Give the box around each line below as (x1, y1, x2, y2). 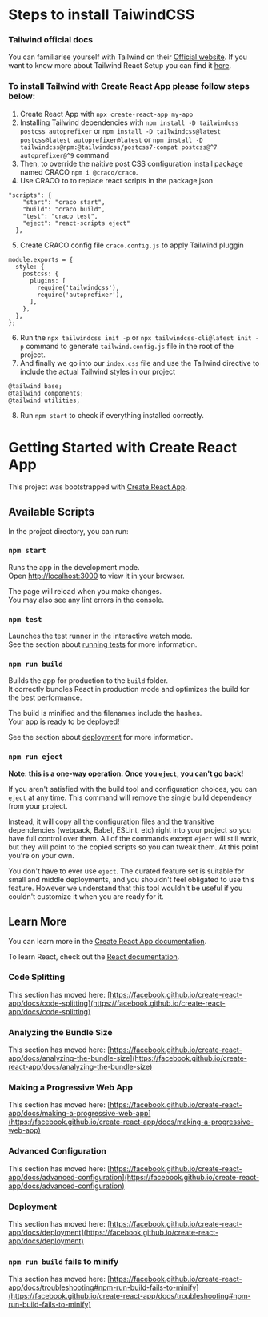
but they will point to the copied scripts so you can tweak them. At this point (8, 842, 258, 852)
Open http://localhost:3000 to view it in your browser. (8, 571, 186, 580)
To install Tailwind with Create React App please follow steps (8, 81, 250, 92)
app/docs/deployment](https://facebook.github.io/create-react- (8, 1227, 218, 1238)
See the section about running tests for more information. (8, 640, 198, 649)
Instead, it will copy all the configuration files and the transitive (8, 817, 214, 826)
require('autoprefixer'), (37, 291, 124, 299)
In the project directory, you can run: (8, 526, 129, 536)
